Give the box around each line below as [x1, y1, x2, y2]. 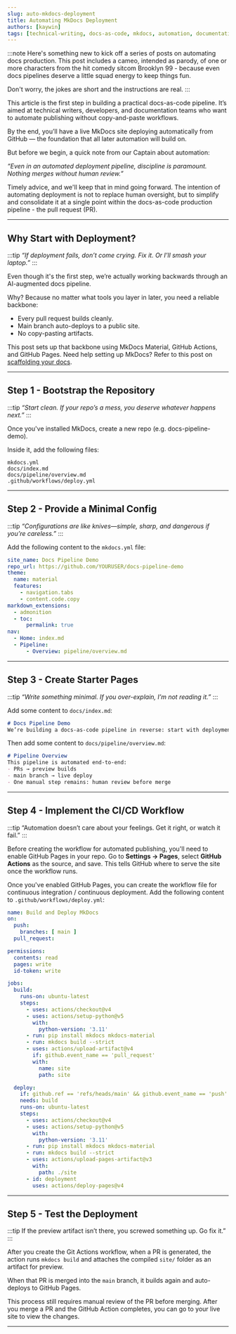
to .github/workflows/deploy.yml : [7, 895, 105, 903]
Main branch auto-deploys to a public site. [17, 322, 140, 330]
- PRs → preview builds [7, 766, 77, 773]
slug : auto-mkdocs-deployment [7, 10, 96, 18]
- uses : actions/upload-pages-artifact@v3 [25, 1156, 152, 1163]
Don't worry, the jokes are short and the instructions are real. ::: [7, 85, 191, 93]
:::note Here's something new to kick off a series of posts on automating [7, 49, 216, 58]
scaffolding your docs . [7, 358, 72, 366]
